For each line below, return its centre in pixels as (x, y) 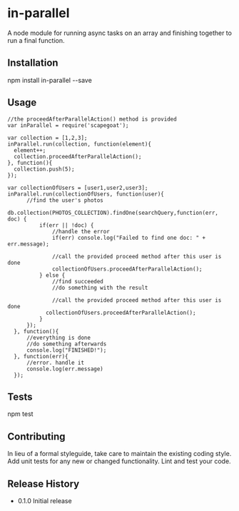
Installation (33, 63)
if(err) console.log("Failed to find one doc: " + (129, 238)
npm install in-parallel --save (50, 80)
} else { (52, 275)
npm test (20, 414)
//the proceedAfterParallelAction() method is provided (92, 119)
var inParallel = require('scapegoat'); (68, 125)
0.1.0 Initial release (45, 501)
